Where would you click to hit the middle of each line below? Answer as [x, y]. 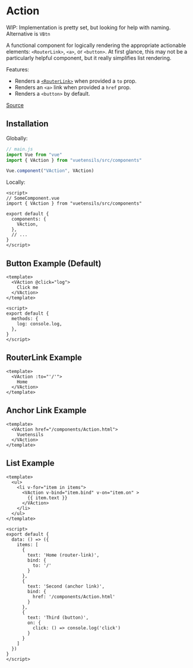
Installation [27, 124]
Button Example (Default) [54, 263]
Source [15, 105]
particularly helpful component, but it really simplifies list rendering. [89, 58]
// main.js [20, 149]
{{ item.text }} [48, 498]
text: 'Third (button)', [58, 617]
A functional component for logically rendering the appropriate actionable [96, 45]
